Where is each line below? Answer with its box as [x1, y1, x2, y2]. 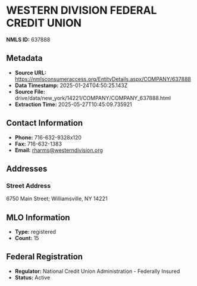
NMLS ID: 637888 [6, 36, 51, 43]
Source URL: [14, 69, 46, 76]
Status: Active [14, 273, 51, 281]
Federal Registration [6, 251, 83, 262]
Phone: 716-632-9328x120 [14, 133, 82, 141]
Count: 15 [14, 235, 39, 242]
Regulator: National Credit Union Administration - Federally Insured [14, 268, 180, 275]
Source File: [14, 88, 46, 95]
